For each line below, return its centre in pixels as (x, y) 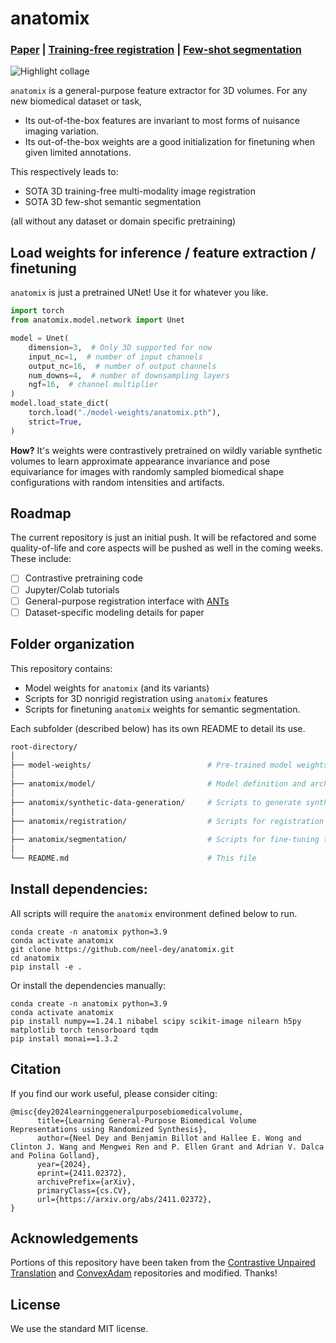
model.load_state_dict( (60, 403)
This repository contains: (61, 668)
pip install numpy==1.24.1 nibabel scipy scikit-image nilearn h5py (156, 1021)
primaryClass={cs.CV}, (84, 1190)
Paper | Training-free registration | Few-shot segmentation (156, 50)
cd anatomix (35, 958)
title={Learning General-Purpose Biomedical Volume (146, 1120)
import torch (37, 311)
